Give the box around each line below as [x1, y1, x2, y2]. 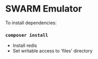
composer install [5, 32, 48, 38]
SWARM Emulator [5, 3, 82, 15]
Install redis [12, 42, 37, 48]
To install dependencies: [5, 20, 57, 26]
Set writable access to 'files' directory [12, 48, 93, 54]
